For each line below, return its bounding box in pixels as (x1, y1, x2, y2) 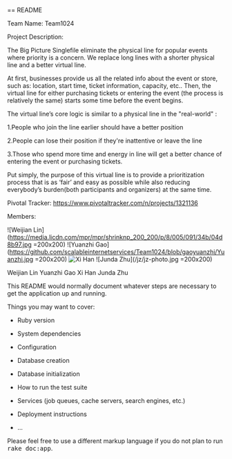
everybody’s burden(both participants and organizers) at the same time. (7, 186, 212, 193)
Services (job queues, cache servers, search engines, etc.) (17, 397, 186, 404)
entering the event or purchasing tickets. (7, 157, 123, 165)
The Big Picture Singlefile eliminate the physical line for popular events (7, 46, 209, 54)
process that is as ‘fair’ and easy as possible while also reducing (7, 178, 191, 186)
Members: (7, 213, 37, 220)
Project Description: (7, 33, 64, 41)
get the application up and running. (7, 289, 107, 297)
